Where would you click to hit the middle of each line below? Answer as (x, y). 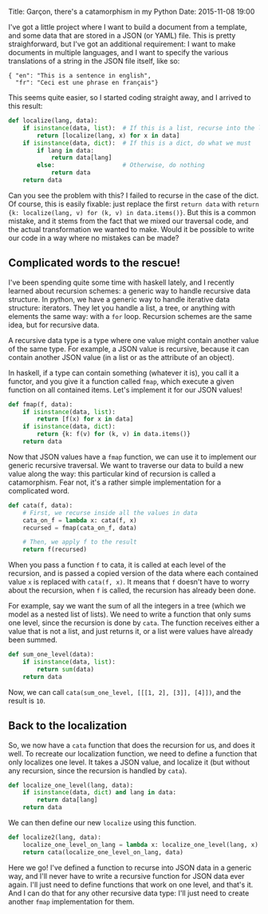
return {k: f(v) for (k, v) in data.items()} (114, 434)
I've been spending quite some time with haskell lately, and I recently (122, 282)
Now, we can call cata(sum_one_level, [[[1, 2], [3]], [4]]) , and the (125, 692)
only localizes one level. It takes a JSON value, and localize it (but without (129, 762)
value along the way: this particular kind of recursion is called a (112, 473)
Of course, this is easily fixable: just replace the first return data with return (134, 204)
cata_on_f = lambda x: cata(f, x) (80, 520)
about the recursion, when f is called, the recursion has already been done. (132, 590)
